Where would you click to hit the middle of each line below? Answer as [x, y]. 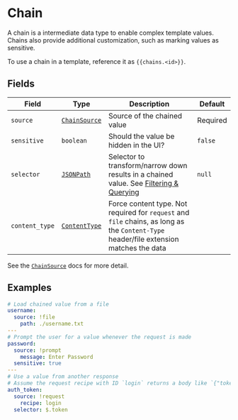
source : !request [39, 396]
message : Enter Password [57, 357]
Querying [124, 192]
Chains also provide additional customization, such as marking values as [113, 40]
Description [149, 104]
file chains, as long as [147, 221]
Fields [21, 84]
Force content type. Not [148, 204]
